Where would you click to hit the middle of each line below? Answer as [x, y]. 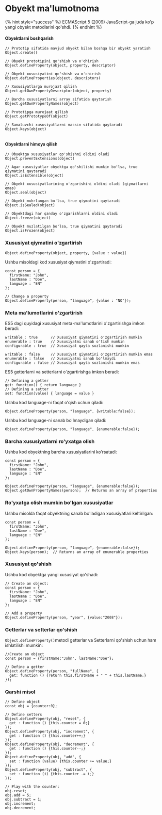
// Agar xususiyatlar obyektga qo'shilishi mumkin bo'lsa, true [71, 167]
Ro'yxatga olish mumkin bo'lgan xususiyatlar [59, 503]
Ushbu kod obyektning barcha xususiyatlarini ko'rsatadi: [61, 452]
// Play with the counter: [32, 787]
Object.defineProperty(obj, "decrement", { [50, 744]
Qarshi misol [20, 692]
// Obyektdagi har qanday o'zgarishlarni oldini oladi [62, 214]
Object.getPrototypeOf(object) [37, 116]
